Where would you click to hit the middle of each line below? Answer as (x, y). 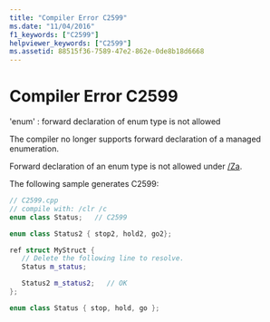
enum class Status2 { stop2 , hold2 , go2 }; (91, 234)
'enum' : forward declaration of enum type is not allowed (115, 122)
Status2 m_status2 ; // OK (74, 283)
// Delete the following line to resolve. (102, 259)
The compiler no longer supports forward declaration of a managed (135, 139)
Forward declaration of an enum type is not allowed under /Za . (126, 166)
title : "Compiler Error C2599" (68, 18)
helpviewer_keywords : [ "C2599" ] (70, 43)
